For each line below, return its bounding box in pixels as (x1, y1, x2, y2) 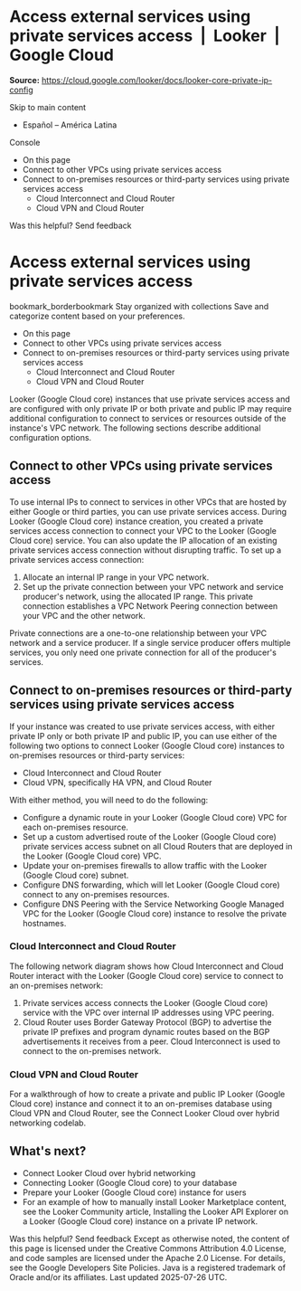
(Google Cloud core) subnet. (22, 869, 129, 880)
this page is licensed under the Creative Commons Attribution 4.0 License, (9, 1242, 287, 1254)
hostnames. (22, 917, 67, 928)
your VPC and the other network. (22, 610, 146, 621)
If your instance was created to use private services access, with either (9, 721, 276, 732)
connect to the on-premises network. (22, 1045, 162, 1056)
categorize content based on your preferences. (9, 310, 185, 321)
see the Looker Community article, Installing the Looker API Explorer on (22, 1206, 289, 1217)
